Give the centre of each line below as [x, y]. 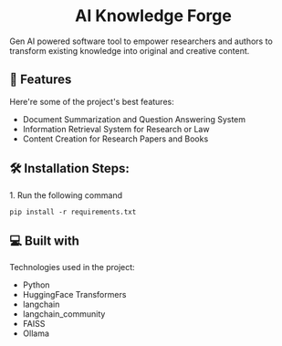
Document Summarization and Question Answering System [134, 119]
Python [36, 285]
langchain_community [64, 314]
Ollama [36, 333]
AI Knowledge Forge [153, 16]
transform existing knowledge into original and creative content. [130, 50]
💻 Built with [45, 241]
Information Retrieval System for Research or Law [116, 129]
